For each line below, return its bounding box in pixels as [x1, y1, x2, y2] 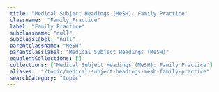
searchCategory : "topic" [9, 74, 82, 82]
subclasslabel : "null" [9, 36, 76, 43]
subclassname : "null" [9, 29, 73, 37]
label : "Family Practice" [9, 23, 85, 30]
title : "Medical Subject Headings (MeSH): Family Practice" [9, 10, 188, 17]
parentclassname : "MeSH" [9, 42, 82, 49]
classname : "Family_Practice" [9, 17, 100, 24]
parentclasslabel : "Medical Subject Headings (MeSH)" [9, 49, 169, 56]
